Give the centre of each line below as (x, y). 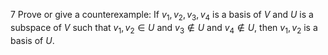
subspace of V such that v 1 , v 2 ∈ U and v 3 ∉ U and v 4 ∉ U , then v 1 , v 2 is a (164, 28)
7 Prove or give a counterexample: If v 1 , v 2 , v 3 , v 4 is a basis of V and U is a (162, 16)
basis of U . (32, 40)
